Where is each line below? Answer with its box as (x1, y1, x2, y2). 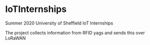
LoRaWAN (5, 35, 26, 41)
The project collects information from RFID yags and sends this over (5, 29, 146, 35)
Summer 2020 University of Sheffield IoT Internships (5, 20, 114, 26)
